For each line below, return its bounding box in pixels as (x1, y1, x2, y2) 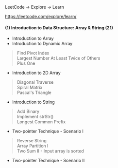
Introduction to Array (12, 36, 54, 41)
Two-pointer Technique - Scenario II (12, 158, 85, 164)
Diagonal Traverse (17, 79, 54, 85)
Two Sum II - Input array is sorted (17, 148, 84, 154)
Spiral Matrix (17, 85, 43, 91)
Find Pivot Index (17, 50, 50, 56)
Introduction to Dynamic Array (12, 41, 73, 47)
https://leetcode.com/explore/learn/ (5, 14, 77, 19)
